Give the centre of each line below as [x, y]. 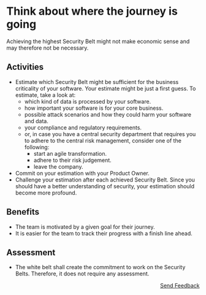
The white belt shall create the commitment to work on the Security [100, 267]
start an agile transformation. [70, 153]
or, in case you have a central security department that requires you [110, 134]
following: [37, 147]
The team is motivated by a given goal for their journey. [85, 227]
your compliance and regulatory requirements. [83, 128]
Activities [25, 67]
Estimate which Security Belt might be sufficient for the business [97, 82]
